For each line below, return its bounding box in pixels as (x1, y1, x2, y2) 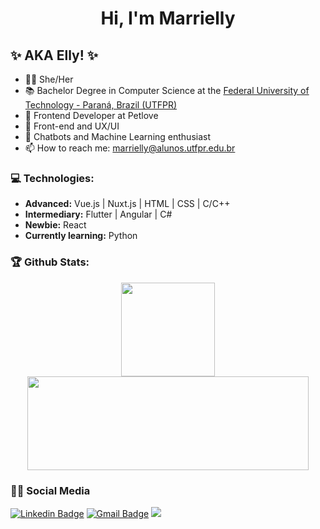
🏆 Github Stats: (10, 255, 90, 269)
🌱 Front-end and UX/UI (24, 120, 120, 132)
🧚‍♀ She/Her (24, 73, 74, 85)
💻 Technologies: (10, 171, 95, 185)
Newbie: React (24, 219, 87, 231)
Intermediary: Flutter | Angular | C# (24, 208, 173, 221)
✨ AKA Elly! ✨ (10, 47, 99, 64)
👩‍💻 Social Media (10, 483, 91, 497)
